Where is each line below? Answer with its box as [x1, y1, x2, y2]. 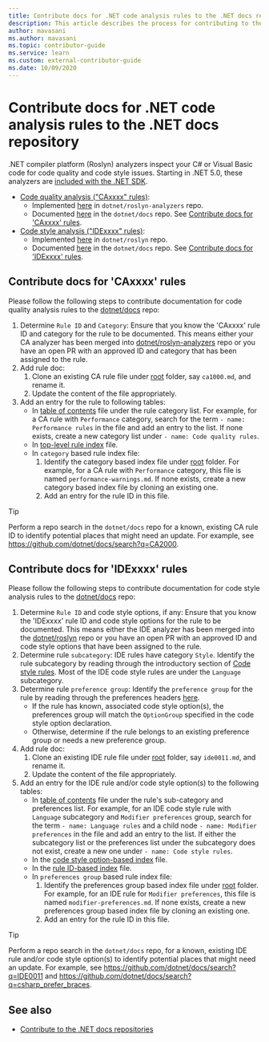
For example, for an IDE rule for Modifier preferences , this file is [43, 889, 256, 899]
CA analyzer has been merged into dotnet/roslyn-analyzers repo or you [19, 337, 256, 347]
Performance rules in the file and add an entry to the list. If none [31, 422, 243, 432]
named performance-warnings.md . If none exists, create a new [43, 474, 247, 483]
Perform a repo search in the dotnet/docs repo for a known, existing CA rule [8, 522, 259, 531]
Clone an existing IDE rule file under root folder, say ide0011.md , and [31, 752, 256, 763]
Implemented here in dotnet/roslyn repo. [31, 234, 168, 244]
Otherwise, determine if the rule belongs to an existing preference [31, 727, 250, 737]
